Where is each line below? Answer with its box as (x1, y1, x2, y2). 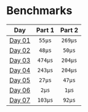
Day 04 (9, 65, 31, 74)
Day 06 (9, 86, 31, 94)
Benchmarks (6, 4, 73, 18)
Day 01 (9, 36, 31, 45)
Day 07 (9, 95, 31, 104)
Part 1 (36, 26, 55, 34)
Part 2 (60, 26, 78, 34)
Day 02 (9, 46, 31, 54)
